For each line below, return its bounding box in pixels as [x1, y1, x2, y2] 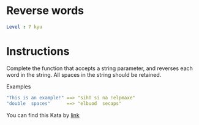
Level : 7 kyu [6, 24, 43, 30]
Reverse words [6, 4, 84, 18]
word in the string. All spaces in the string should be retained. [6, 71, 162, 78]
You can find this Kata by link [6, 111, 80, 119]
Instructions [6, 45, 70, 58]
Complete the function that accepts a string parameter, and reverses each [6, 65, 193, 72]
